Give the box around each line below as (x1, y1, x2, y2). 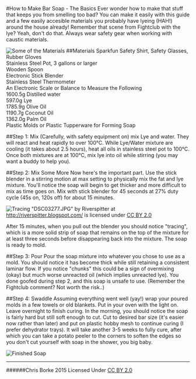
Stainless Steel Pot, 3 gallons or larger (6, 60, 98, 67)
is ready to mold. (6, 242, 47, 248)
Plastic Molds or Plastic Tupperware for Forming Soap (6, 122, 136, 128)
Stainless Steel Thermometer (6, 78, 76, 85)
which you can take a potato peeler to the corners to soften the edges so (6, 332, 181, 339)
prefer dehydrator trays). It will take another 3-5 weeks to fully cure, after (6, 326, 182, 333)
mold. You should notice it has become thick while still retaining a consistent (6, 259, 190, 266)
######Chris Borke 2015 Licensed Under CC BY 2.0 (6, 367, 133, 373)
